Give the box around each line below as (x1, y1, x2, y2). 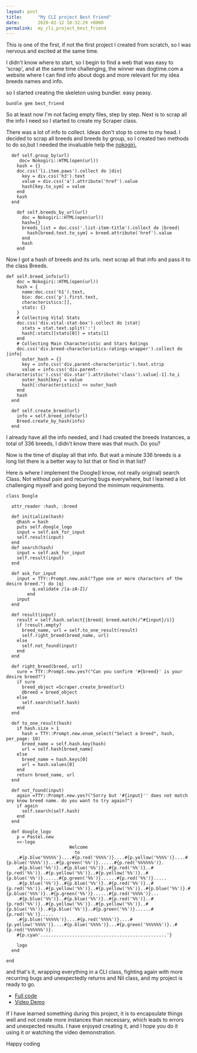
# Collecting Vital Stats (16, 315, 81, 321)
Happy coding (6, 1040, 41, 1048)
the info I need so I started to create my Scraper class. (6, 117, 138, 125)
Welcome (69, 845, 88, 851)
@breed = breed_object (21, 689, 78, 695)
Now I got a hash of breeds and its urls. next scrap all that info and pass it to (6, 256, 191, 263)
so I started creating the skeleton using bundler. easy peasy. (6, 89, 152, 96)
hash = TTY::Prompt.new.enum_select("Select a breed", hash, (21, 731, 175, 737)
